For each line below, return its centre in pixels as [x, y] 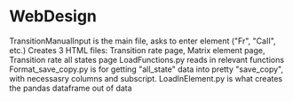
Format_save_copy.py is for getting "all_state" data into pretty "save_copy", [146, 69]
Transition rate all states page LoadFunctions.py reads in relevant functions [147, 59]
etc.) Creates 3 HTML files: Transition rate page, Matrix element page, [137, 50]
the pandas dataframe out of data [71, 88]
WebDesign [53, 16]
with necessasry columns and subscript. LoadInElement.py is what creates [146, 78]
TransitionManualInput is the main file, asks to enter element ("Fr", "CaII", [143, 41]
